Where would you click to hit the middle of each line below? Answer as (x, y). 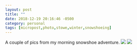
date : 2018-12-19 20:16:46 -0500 (40, 19)
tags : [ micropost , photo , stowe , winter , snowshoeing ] (58, 28)
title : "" (15, 14)
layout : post (19, 10)
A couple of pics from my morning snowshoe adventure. (63, 43)
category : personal (25, 23)
